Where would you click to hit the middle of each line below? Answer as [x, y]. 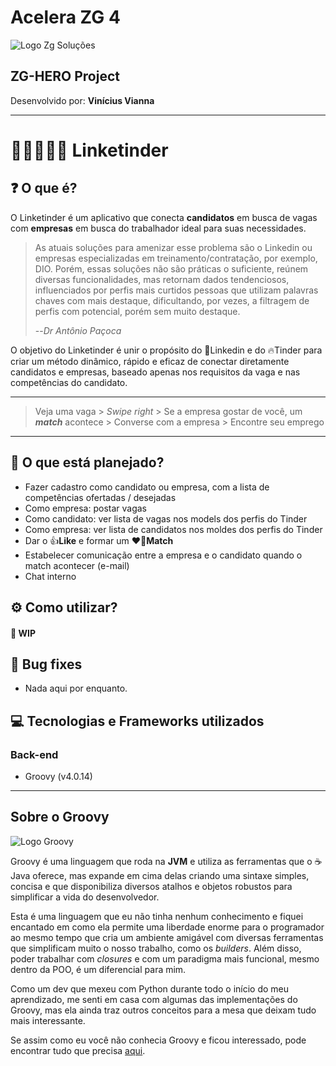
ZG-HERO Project [65, 76]
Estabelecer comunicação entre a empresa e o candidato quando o [163, 555]
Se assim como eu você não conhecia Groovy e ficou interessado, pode [158, 1040]
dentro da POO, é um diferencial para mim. [98, 969]
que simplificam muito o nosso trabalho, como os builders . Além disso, [156, 948]
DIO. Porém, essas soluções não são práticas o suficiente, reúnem [171, 268]
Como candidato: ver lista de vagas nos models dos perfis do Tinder [166, 518]
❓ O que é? [44, 188]
